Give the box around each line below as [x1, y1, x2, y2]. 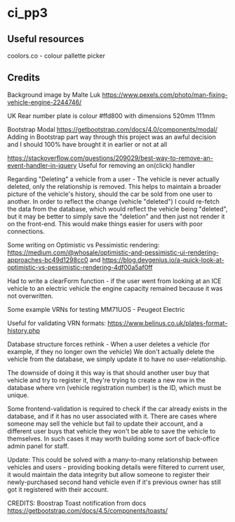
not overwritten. [7, 292, 54, 300]
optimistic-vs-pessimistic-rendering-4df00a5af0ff [7, 263, 153, 271]
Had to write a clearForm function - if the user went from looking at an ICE [7, 276, 222, 285]
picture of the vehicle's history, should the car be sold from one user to [7, 190, 213, 198]
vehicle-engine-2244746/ [7, 98, 82, 106]
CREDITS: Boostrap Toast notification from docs [7, 499, 147, 507]
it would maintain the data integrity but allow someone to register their [7, 470, 210, 478]
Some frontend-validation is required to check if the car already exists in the [7, 404, 227, 412]
